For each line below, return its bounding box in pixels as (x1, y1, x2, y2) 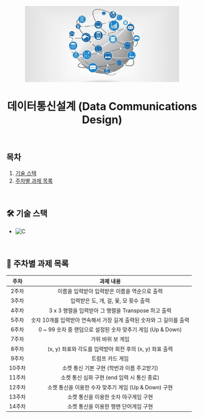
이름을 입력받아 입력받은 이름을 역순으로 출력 (57, 288, 163, 295)
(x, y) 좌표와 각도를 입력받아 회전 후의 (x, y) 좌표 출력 (47, 345, 173, 352)
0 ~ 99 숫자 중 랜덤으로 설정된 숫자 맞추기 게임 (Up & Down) (38, 326, 182, 333)
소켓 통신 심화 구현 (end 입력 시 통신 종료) (60, 374, 160, 381)
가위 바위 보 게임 (91, 335, 129, 343)
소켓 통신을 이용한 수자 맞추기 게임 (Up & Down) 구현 (47, 383, 173, 391)
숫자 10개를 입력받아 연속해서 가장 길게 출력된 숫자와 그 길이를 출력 (30, 316, 190, 324)
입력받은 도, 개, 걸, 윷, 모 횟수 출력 (70, 297, 150, 304)
